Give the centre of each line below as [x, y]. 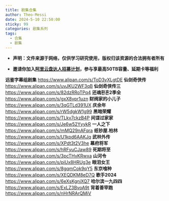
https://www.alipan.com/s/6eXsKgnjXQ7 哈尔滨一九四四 [64, 181]
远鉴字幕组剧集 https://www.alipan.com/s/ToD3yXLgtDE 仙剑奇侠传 [76, 80]
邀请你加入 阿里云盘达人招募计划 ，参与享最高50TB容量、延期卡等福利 [86, 69]
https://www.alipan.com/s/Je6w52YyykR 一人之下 [58, 124]
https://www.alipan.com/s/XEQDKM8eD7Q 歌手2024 [61, 175]
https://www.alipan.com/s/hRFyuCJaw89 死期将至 [58, 149]
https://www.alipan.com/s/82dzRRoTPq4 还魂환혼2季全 [63, 92]
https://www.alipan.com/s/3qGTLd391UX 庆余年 [56, 105]
